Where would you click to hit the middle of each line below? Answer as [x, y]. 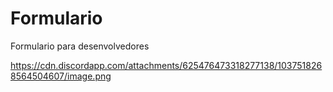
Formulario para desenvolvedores [80, 46]
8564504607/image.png [61, 76]
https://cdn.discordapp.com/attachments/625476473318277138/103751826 [166, 65]
